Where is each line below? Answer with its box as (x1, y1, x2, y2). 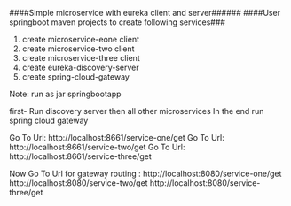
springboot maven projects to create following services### (9, 17, 226, 27)
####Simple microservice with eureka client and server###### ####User (9, 8, 281, 18)
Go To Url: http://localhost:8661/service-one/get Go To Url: (9, 133, 224, 142)
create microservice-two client (21, 43, 135, 54)
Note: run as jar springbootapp (9, 88, 122, 99)
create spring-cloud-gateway (21, 72, 130, 82)
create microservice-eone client (21, 34, 140, 44)
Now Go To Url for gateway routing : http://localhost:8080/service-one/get (9, 168, 282, 179)
